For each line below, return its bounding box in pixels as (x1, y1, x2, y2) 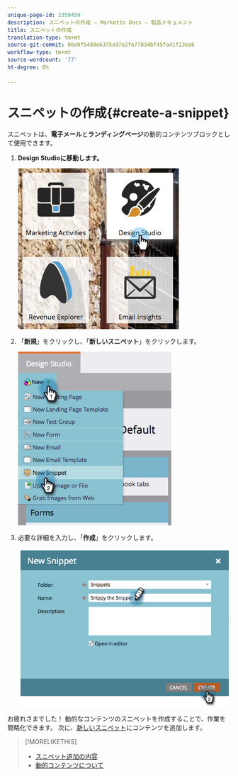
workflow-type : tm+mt (7, 49, 72, 56)
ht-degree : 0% (7, 64, 50, 71)
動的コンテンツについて (35, 761, 104, 770)
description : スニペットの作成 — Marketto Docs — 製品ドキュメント (7, 18, 193, 26)
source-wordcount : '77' (7, 57, 78, 64)
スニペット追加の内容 (35, 752, 98, 761)
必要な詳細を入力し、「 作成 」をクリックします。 (17, 533, 157, 541)
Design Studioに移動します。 (17, 153, 103, 162)
